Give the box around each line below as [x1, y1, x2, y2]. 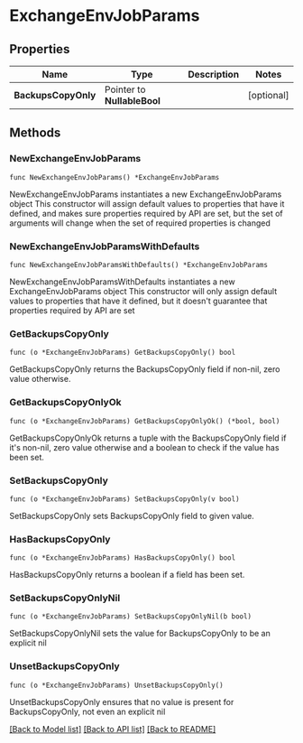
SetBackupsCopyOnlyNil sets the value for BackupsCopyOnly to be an [9, 628, 271, 639]
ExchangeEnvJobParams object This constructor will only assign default [9, 285, 278, 296]
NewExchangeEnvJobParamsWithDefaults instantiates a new [9, 276, 236, 287]
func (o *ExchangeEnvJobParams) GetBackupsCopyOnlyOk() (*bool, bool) [9, 416, 280, 425]
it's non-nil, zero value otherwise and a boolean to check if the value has [9, 441, 280, 452]
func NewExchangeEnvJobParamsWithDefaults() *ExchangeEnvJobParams [9, 260, 269, 269]
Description [188, 69, 240, 80]
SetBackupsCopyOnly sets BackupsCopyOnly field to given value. [9, 510, 254, 521]
